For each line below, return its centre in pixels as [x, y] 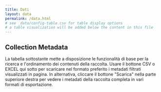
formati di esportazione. [29, 84]
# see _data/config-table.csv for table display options [64, 23]
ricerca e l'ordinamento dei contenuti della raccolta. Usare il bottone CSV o [80, 64]
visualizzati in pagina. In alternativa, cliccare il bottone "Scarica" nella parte [81, 74]
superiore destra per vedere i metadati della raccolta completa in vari [74, 79]
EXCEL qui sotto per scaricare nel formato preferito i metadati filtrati [73, 69]
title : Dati [17, 9]
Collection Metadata [36, 47]
